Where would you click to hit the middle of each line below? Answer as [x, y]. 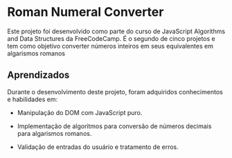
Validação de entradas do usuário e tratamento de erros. [98, 147]
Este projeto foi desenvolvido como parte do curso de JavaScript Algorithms [116, 31]
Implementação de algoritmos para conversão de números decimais [114, 126]
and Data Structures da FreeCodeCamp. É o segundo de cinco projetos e [111, 38]
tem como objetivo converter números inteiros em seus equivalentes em [110, 46]
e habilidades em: [32, 99]
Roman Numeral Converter [86, 12]
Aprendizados [38, 75]
